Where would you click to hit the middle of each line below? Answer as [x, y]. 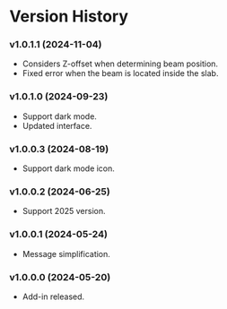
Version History [69, 17]
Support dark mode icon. [68, 168]
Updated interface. [57, 125]
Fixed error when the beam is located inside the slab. [120, 73]
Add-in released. [53, 296]
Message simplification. [66, 253]
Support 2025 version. [64, 211]
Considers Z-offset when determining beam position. [120, 64]
